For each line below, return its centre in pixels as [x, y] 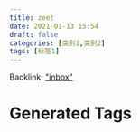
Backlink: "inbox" [42, 77]
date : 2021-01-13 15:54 [54, 26]
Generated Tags [71, 113]
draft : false [34, 34]
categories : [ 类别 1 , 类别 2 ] [57, 43]
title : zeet [32, 18]
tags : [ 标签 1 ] [35, 52]
